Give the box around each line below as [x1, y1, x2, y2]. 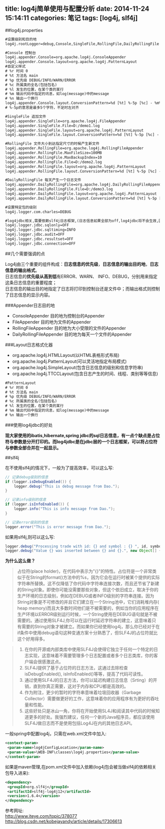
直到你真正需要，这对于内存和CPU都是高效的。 [33, 683, 129, 689]
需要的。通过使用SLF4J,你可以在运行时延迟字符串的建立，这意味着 [17, 617, 152, 624]
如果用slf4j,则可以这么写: [5, 534, 55, 540]
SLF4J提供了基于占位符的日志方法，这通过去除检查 [24, 665, 128, 671]
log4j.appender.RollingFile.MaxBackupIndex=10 [5, 155, 102, 160]
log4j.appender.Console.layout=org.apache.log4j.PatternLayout [5, 60, 137, 64]
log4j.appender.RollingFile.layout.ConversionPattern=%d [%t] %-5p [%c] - [5, 169, 162, 174]
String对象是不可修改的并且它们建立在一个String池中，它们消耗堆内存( [17, 599, 160, 605]
